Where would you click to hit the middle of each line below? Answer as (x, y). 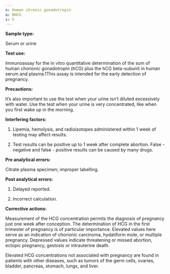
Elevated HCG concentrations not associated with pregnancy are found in (82, 255)
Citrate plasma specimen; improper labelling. (52, 170)
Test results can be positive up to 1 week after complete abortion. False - (89, 144)
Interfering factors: (26, 120)
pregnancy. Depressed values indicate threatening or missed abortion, (79, 240)
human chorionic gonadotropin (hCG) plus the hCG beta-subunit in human (83, 68)
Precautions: (19, 89)
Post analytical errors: (29, 179)
